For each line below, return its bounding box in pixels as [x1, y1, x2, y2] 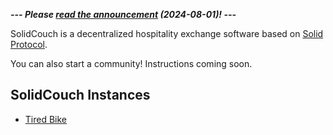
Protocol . [10, 39, 48, 50]
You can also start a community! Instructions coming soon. [10, 58, 253, 69]
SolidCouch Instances [10, 87, 151, 104]
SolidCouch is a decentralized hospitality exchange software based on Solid [10, 28, 324, 39]
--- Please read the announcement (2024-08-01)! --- [10, 9, 237, 20]
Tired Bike [24, 113, 68, 125]
